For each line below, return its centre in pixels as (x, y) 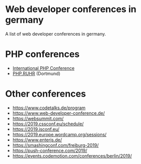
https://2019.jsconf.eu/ (36, 129)
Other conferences (46, 94)
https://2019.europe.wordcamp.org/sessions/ (59, 134)
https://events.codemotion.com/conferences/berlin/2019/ (72, 156)
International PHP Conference (43, 68)
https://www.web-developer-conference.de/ (59, 113)
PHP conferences (42, 54)
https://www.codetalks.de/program (49, 108)
